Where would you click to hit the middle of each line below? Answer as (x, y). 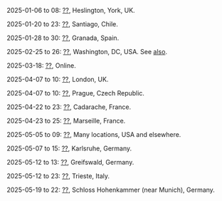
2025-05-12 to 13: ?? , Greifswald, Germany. (70, 162)
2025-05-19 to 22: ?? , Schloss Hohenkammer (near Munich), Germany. (111, 190)
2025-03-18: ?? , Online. (41, 66)
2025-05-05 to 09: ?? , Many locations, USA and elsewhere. (94, 134)
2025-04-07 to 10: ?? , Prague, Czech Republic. (76, 93)
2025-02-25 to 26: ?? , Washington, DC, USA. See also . (87, 52)
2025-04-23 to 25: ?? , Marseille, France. (66, 121)
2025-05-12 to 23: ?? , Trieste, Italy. (58, 176)
